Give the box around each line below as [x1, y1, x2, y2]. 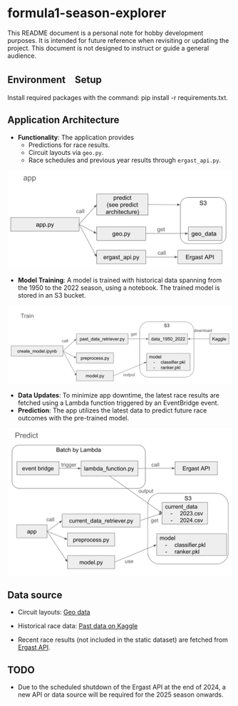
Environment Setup [7, 74, 102, 86]
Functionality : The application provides [17, 133, 134, 141]
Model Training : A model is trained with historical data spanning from [17, 276, 222, 284]
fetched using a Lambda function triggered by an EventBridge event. [17, 398, 219, 407]
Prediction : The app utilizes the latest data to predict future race [17, 405, 207, 415]
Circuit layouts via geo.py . [28, 148, 104, 156]
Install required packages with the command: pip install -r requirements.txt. [7, 93, 228, 101]
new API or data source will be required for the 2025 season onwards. [17, 690, 224, 699]
